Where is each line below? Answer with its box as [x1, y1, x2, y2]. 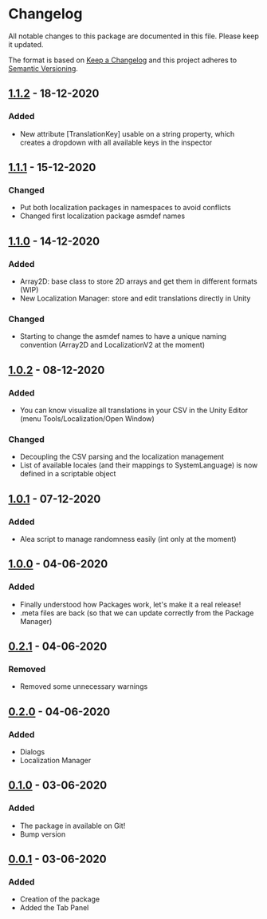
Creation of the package [19, 894, 100, 904]
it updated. [8, 39, 44, 49]
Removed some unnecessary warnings [19, 682, 148, 691]
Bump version [19, 829, 66, 839]
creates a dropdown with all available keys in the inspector [19, 137, 213, 147]
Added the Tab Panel [19, 903, 89, 913]
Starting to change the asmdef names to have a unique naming [19, 332, 227, 341]
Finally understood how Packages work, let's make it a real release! [19, 599, 241, 609]
